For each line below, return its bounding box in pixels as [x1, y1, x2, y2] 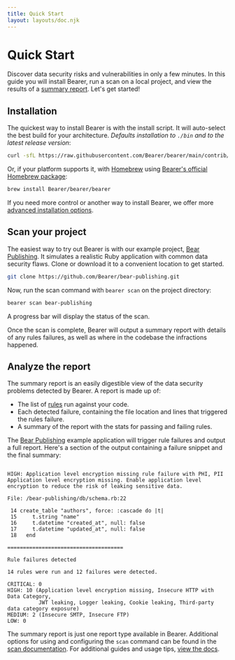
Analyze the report [7, 360, 91, 372]
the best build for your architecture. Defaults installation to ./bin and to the [7, 131, 225, 140]
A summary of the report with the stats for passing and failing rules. [17, 423, 213, 431]
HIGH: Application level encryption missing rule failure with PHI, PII [7, 470, 224, 478]
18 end [10, 532, 36, 539]
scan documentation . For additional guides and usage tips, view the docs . [7, 645, 220, 653]
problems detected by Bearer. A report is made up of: [7, 386, 161, 395]
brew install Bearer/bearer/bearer [7, 186, 111, 193]
